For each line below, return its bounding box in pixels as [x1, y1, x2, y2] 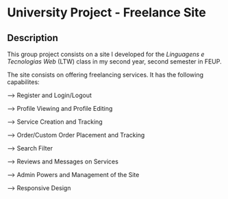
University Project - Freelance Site [7, 5, 207, 21]
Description [7, 32, 58, 44]
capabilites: [7, 78, 40, 86]
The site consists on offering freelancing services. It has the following [7, 70, 204, 79]
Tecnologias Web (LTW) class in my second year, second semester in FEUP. [7, 57, 222, 66]
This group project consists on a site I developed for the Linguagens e [7, 50, 205, 58]
